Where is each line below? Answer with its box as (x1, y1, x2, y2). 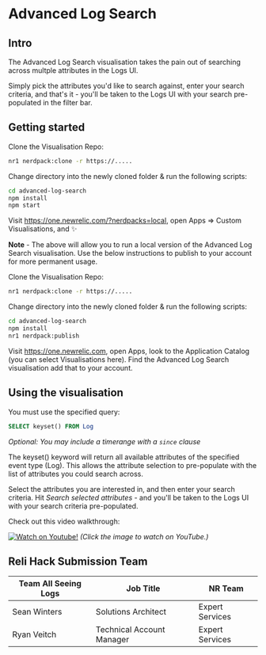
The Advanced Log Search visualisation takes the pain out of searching (8, 57, 241, 67)
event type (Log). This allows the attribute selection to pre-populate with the (8, 460, 257, 470)
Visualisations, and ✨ (8, 224, 78, 234)
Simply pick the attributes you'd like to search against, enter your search (8, 81, 245, 90)
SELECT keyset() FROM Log (8, 422, 93, 430)
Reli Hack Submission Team (8, 554, 148, 568)
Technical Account (95, 624, 165, 635)
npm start (8, 201, 41, 210)
